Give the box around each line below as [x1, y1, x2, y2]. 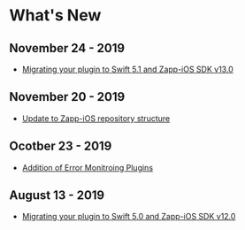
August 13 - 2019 [9, 188, 104, 203]
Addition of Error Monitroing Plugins [21, 162, 153, 172]
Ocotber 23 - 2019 [9, 139, 112, 154]
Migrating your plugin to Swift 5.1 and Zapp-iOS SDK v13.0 [21, 64, 234, 74]
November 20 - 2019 [9, 89, 126, 104]
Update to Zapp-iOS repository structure [21, 112, 171, 124]
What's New [9, 5, 102, 26]
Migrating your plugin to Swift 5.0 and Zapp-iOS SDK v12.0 [21, 211, 236, 222]
